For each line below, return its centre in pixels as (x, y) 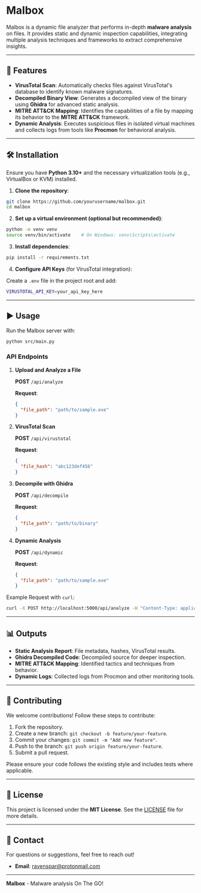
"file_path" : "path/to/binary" (60, 523)
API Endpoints (27, 356)
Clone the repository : (42, 190)
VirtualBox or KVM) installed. (42, 179)
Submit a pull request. (42, 752)
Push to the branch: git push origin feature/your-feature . (89, 746)
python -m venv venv (32, 230)
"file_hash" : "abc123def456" (57, 467)
